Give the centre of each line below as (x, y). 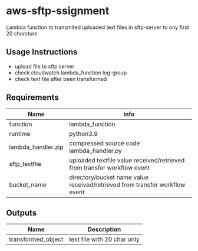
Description (104, 230)
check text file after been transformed (61, 79)
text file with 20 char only (104, 239)
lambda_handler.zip (36, 147)
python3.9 (84, 133)
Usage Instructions (42, 52)
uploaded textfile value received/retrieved (127, 160)
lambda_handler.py (95, 151)
